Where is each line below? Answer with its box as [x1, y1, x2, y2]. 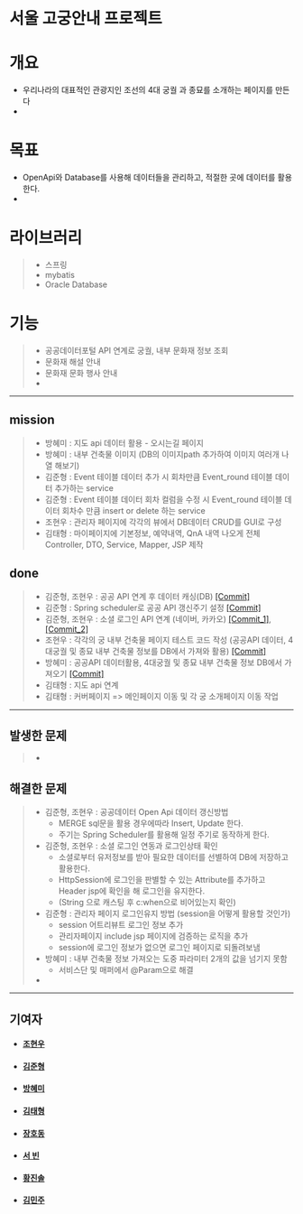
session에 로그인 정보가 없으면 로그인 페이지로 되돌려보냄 [58, 942, 261, 953]
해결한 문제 [9, 781, 68, 796]
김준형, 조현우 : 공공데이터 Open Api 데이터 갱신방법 [44, 807, 229, 818]
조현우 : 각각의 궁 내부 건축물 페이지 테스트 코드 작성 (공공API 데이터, [44, 634, 287, 645]
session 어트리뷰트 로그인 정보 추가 [58, 920, 184, 931]
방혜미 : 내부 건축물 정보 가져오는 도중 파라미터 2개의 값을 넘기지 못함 [44, 953, 288, 964]
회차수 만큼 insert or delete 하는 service [61, 505, 206, 515]
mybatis [44, 270, 75, 280]
